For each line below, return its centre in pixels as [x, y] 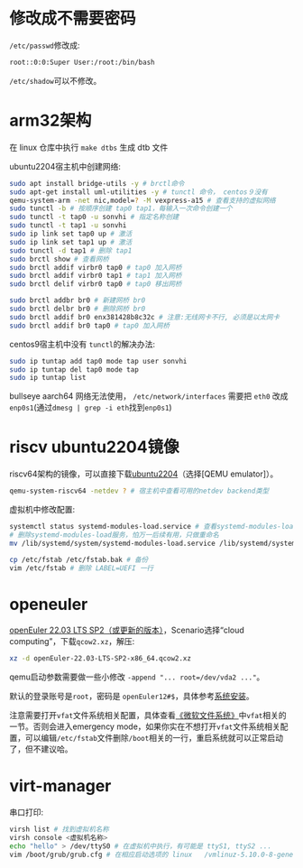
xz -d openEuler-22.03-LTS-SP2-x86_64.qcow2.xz [101, 659]
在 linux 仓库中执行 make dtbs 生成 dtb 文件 [89, 147]
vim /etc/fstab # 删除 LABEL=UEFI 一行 [82, 568]
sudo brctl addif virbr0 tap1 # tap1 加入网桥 [96, 276]
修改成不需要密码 [73, 18]
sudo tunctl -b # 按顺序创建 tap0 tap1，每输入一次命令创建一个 [121, 208]
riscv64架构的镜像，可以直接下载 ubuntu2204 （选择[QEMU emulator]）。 [144, 474]
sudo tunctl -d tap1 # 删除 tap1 [71, 250]
